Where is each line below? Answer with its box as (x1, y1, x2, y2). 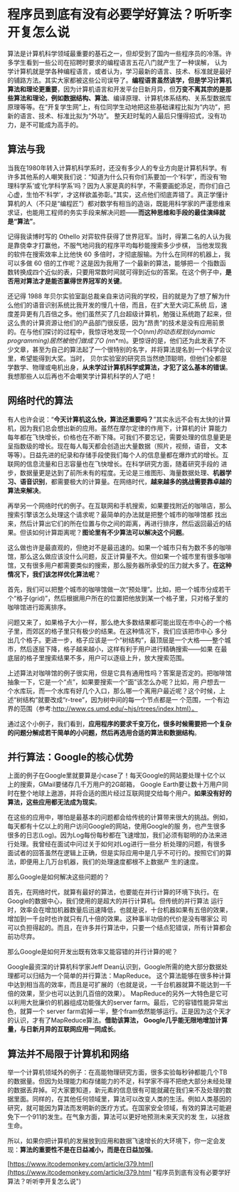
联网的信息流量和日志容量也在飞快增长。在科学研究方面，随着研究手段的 (7, 459, 219, 468)
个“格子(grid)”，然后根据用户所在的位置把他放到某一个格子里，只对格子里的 (7, 594, 229, 602)
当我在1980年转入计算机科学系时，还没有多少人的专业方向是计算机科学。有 (7, 163, 228, 172)
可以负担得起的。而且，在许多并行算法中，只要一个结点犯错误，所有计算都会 (7, 924, 232, 932)
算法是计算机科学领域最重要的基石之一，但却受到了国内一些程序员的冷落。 (7, 49, 225, 58)
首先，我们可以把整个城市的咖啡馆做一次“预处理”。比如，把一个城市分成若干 (7, 585, 231, 593)
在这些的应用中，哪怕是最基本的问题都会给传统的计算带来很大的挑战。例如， (7, 813, 232, 822)
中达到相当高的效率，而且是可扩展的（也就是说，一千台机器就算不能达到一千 (7, 981, 232, 989)
